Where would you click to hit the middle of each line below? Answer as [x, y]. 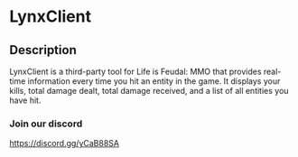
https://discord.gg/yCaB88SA [65, 143]
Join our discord [46, 124]
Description [43, 50]
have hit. [25, 100]
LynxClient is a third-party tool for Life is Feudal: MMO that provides [135, 71]
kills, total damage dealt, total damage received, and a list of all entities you [149, 91]
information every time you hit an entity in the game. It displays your [154, 81]
